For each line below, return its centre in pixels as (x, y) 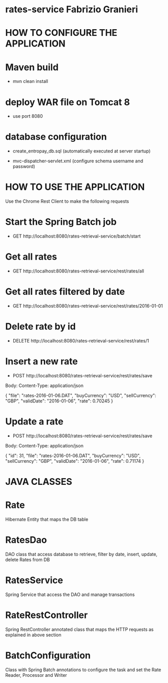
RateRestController (47, 615)
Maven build (32, 67)
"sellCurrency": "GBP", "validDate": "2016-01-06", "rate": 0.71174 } (75, 461)
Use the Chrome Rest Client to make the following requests (67, 201)
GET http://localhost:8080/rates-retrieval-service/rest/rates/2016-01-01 (88, 306)
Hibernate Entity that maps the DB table (47, 519)
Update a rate (34, 421)
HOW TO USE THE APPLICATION (75, 187)
